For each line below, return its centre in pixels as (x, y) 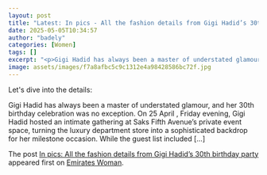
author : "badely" (37, 38)
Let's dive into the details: (50, 89)
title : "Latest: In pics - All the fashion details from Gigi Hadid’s (128, 23)
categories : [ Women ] (43, 45)
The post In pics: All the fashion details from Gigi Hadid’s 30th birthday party (133, 154)
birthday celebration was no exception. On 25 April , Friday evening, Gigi (127, 113)
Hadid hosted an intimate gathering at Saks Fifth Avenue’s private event (125, 122)
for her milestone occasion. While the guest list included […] (107, 139)
